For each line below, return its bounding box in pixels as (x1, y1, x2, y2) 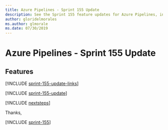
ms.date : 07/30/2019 (5, 26, 48, 31)
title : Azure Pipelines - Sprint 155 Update (5, 7, 99, 12)
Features (5, 67, 33, 75)
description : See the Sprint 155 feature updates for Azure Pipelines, (5, 12, 157, 17)
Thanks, (5, 109, 22, 115)
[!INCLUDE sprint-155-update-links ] (5, 80, 79, 86)
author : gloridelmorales (5, 16, 57, 21)
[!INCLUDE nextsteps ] (5, 100, 51, 106)
